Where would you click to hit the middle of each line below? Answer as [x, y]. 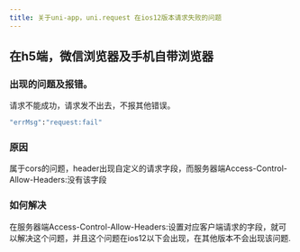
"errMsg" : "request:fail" [56, 122]
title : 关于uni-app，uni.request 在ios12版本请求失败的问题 [116, 18]
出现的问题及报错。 [51, 84]
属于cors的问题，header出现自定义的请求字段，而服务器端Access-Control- [149, 168]
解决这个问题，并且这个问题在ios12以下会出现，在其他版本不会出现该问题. [154, 238]
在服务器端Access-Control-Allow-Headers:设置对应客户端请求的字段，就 [144, 227]
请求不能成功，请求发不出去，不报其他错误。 [92, 105]
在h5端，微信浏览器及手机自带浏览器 [112, 56]
